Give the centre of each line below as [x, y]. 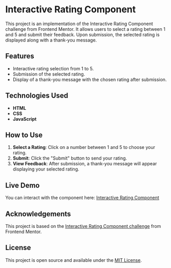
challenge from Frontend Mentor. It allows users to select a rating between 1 [85, 29]
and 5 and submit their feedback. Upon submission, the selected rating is [82, 34]
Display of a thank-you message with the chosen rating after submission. [90, 79]
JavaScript [25, 119]
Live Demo [23, 185]
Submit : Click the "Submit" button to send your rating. [70, 158]
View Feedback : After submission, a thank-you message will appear [85, 164]
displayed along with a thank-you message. [51, 40]
